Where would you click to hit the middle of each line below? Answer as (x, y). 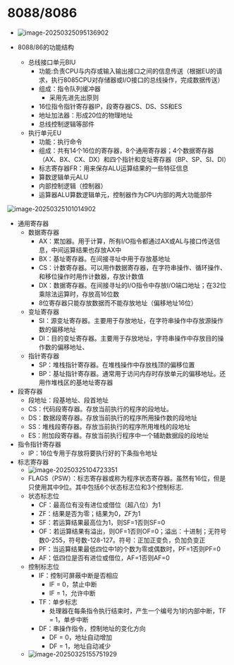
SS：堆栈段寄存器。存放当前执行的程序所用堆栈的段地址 (109, 426)
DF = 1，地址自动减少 (80, 646)
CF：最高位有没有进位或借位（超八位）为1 (99, 505)
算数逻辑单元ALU (63, 177)
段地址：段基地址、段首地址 (68, 400)
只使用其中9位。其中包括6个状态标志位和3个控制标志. (106, 487)
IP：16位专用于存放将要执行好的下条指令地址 (93, 453)
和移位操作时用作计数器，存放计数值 (91, 276)
